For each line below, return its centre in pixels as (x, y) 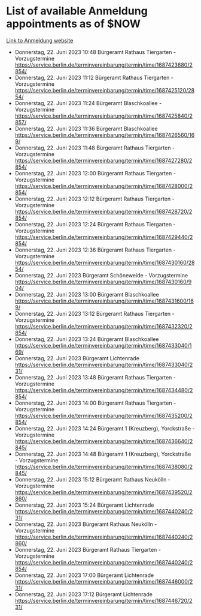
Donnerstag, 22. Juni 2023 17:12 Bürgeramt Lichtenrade (83, 594)
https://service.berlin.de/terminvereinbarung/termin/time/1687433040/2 (104, 364)
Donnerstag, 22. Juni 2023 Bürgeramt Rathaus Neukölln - (86, 524)
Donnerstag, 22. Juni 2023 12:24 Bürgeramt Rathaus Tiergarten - (95, 224)
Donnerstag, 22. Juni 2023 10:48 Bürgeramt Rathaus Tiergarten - (95, 52)
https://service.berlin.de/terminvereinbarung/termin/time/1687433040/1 (103, 345)
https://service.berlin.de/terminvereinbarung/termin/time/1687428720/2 (103, 211)
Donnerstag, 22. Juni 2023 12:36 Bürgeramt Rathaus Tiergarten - (95, 250)
